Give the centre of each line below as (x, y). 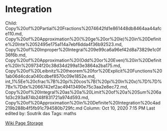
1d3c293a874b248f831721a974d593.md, (47, 97)
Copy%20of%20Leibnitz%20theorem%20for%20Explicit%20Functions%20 (84, 70)
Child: (11, 23)
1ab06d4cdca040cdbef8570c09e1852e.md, (50, 76)
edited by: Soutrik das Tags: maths (41, 113)
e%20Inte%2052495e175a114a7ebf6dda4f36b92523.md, (64, 44)
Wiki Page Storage (24, 123)
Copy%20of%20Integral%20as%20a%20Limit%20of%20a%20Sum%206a (83, 92)
